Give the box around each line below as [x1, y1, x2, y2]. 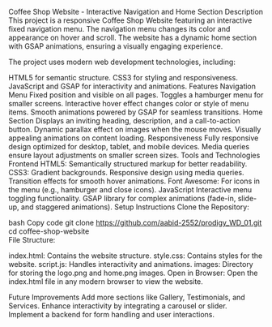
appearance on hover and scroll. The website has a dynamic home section [8, 32, 257, 42]
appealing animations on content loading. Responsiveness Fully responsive [8, 133, 259, 143]
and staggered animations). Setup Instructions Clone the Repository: [20, 202, 249, 212]
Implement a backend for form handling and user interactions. [8, 310, 215, 319]
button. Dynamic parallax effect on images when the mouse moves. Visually [8, 125, 261, 134]
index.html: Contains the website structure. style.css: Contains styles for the [8, 251, 263, 260]
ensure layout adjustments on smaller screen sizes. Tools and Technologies [8, 150, 261, 160]
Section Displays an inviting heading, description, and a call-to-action [8, 116, 240, 125]
